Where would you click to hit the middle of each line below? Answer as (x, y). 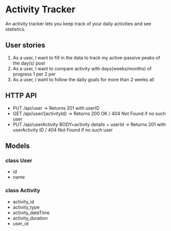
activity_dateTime (31, 213)
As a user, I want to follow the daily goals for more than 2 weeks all (83, 79)
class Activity (23, 190)
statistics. (15, 29)
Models (17, 146)
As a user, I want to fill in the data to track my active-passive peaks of (86, 57)
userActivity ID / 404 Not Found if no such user (63, 130)
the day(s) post (29, 63)
